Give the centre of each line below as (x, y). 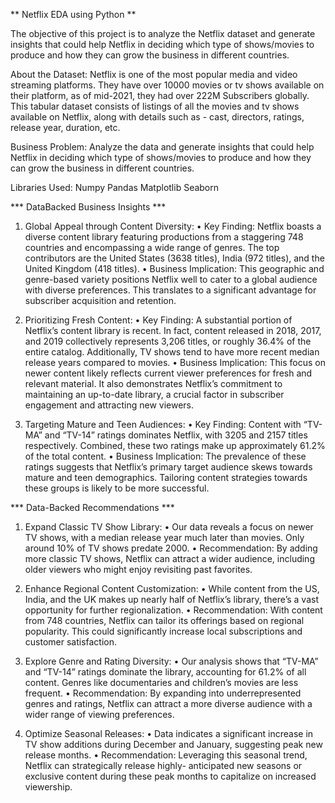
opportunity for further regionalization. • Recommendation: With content (173, 610)
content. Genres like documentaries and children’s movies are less (161, 682)
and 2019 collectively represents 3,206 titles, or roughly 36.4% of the (168, 341)
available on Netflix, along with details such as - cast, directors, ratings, (157, 117)
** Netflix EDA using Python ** (73, 14)
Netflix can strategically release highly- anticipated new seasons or (163, 765)
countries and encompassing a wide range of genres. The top (152, 247)
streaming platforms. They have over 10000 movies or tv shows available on (167, 85)
